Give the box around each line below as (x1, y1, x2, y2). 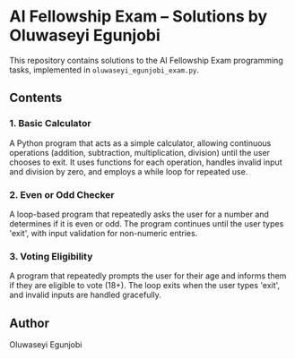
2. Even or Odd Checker (9, 188, 115, 201)
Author (9, 315, 49, 330)
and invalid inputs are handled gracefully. (9, 289, 161, 301)
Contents (9, 90, 63, 106)
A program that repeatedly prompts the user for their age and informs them (9, 270, 287, 281)
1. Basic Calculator (9, 117, 91, 130)
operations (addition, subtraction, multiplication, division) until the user (9, 147, 271, 158)
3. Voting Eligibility (9, 250, 93, 262)
